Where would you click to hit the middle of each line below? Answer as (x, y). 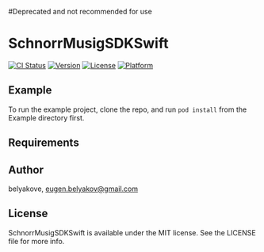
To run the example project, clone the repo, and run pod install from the (128, 109)
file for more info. (36, 241)
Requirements (44, 143)
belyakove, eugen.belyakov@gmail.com (73, 189)
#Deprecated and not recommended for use (80, 11)
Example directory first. (46, 117)
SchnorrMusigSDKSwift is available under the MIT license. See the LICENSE (132, 232)
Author (26, 170)
